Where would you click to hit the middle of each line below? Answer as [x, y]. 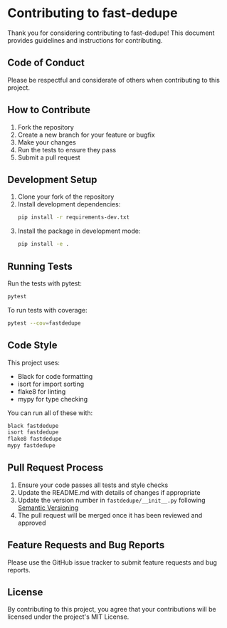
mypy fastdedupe [31, 446]
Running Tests [40, 266]
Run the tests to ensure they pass [67, 150]
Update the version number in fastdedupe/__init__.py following [111, 500]
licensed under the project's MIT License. [68, 617]
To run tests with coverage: [47, 310]
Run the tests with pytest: [44, 283]
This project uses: [34, 362]
